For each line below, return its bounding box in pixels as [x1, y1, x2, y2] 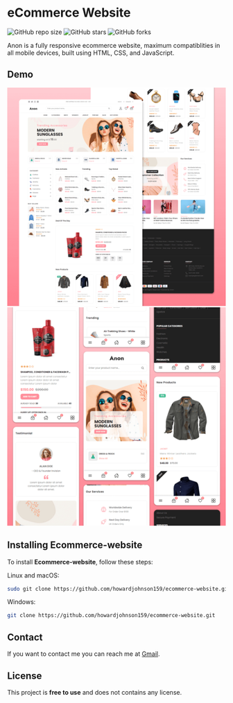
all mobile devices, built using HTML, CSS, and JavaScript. [7, 49, 175, 57]
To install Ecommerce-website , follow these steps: [7, 557, 154, 566]
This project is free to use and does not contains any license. [7, 688, 182, 696]
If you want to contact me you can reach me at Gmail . [7, 650, 160, 658]
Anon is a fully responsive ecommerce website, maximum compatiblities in [7, 41, 221, 49]
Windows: [7, 598, 36, 606]
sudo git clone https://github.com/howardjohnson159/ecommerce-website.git [7, 585, 231, 592]
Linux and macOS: [7, 571, 60, 580]
